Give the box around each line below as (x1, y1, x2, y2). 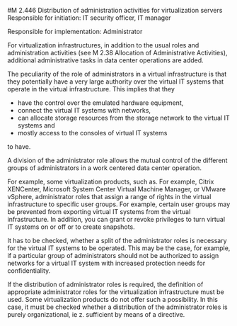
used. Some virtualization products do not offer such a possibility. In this (7, 296, 218, 303)
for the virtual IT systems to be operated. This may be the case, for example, (7, 244, 231, 252)
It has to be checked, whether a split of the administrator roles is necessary (7, 237, 228, 244)
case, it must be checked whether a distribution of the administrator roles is (7, 303, 228, 311)
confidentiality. (7, 266, 51, 275)
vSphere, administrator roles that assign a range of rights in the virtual (7, 193, 212, 201)
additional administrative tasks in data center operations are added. (7, 56, 204, 64)
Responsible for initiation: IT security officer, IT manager (7, 13, 171, 22)
